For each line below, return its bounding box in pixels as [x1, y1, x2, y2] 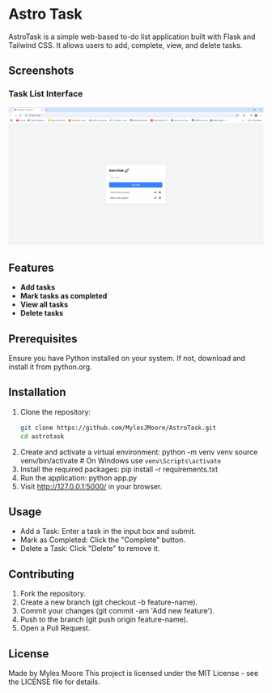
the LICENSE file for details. [8, 677, 101, 687]
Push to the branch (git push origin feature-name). [19, 614, 189, 625]
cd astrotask [19, 432, 65, 441]
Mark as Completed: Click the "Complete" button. [19, 535, 186, 544]
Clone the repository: [19, 407, 91, 416]
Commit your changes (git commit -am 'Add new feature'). [19, 606, 215, 616]
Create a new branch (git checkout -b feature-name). [19, 597, 198, 607]
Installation [8, 385, 66, 399]
